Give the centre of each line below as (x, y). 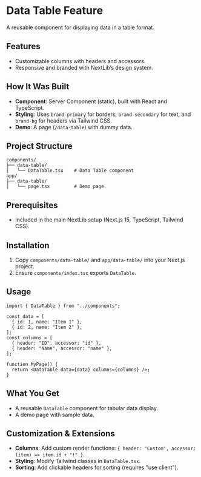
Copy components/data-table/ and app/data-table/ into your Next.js (100, 260)
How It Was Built (38, 86)
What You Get (33, 394)
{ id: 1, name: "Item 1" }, (47, 322)
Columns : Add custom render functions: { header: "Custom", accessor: (105, 448)
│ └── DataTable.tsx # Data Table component (70, 171)
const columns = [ (29, 337)
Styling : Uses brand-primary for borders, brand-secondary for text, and (103, 114)
